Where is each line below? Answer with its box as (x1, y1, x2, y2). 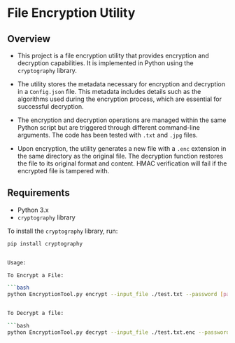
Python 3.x (17, 206, 49, 214)
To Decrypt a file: (7, 310, 64, 317)
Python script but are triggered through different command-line (17, 123, 201, 131)
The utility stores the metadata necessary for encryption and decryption (17, 80, 226, 88)
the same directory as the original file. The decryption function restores (17, 152, 224, 160)
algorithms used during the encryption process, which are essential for (17, 95, 222, 103)
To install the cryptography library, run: (7, 227, 118, 235)
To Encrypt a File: (7, 271, 64, 278)
